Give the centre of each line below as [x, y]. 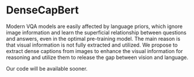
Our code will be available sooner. [47, 68]
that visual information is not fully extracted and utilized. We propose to [92, 45]
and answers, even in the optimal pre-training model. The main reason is [93, 38]
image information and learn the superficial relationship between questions [96, 32]
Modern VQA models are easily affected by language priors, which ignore [94, 26]
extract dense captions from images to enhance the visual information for [94, 51]
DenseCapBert [42, 10]
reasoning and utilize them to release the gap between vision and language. [97, 57]
